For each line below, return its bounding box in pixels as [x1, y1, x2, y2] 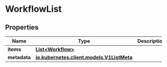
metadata [7, 54, 31, 61]
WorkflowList [5, 3, 62, 15]
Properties [5, 23, 39, 32]
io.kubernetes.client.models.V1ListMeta [35, 54, 133, 61]
